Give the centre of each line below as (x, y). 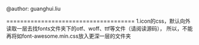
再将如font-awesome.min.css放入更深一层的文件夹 (69, 36)
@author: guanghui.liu (34, 9)
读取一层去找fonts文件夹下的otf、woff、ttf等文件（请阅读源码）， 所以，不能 (99, 28)
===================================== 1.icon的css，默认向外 (98, 21)
